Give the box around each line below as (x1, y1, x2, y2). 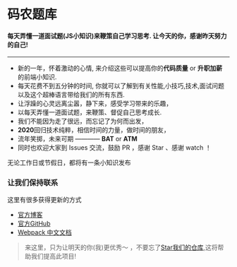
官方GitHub (17, 219, 51, 227)
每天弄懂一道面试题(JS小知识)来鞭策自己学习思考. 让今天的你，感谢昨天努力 (7, 31, 227, 40)
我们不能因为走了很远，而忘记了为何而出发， (17, 117, 148, 126)
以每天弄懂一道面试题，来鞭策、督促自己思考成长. (17, 108, 162, 117)
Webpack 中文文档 (17, 227, 72, 237)
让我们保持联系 (7, 178, 59, 188)
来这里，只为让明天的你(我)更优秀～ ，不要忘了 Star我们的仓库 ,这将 (24, 243, 218, 251)
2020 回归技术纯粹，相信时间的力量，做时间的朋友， (17, 126, 171, 134)
